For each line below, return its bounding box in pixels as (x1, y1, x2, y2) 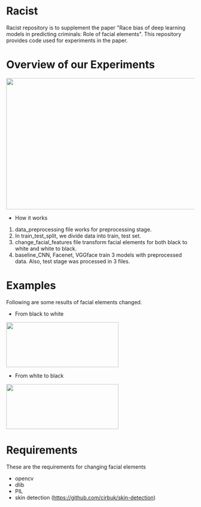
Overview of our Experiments (6, 58, 156, 71)
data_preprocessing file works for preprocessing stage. (14, 226, 152, 233)
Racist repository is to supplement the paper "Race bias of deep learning (6, 24, 185, 31)
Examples (6, 279, 56, 292)
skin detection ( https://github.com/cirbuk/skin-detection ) (14, 494, 156, 501)
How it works (14, 214, 48, 221)
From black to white (14, 310, 64, 317)
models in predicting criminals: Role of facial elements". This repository (6, 30, 181, 37)
